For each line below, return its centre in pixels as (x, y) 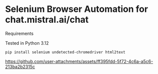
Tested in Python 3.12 (27, 43)
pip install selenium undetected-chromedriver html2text (65, 52)
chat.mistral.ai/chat (47, 20)
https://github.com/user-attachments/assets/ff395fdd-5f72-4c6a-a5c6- (79, 61)
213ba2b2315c (20, 67)
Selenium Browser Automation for (77, 9)
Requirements (19, 33)
